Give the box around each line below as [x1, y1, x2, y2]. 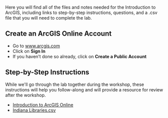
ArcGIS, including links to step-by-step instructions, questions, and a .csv [5, 10, 157, 16]
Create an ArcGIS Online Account [5, 30, 112, 38]
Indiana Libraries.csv [12, 107, 56, 113]
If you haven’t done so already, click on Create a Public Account [12, 53, 147, 59]
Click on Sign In [12, 48, 46, 54]
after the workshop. [5, 92, 46, 98]
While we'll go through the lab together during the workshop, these [5, 81, 144, 87]
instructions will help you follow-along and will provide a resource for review [5, 86, 163, 92]
